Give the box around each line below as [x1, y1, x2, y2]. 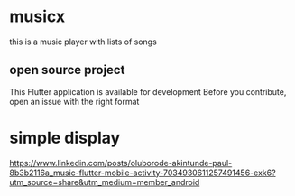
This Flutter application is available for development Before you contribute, [9, 86, 287, 97]
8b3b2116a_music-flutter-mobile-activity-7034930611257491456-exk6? [9, 167, 277, 178]
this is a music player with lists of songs [9, 36, 158, 47]
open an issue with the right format [9, 96, 140, 107]
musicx [9, 6, 66, 27]
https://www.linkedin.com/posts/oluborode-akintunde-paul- [9, 157, 233, 168]
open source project [9, 62, 125, 78]
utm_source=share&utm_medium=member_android [9, 176, 200, 187]
